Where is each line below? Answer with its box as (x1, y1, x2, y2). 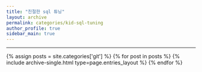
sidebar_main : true (6, 31, 55, 37)
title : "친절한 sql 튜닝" (6, 8, 65, 15)
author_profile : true (6, 25, 61, 32)
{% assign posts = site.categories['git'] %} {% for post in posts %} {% (6, 53, 180, 60)
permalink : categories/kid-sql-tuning (6, 20, 103, 26)
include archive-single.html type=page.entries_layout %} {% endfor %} (6, 59, 183, 66)
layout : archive (6, 14, 47, 20)
